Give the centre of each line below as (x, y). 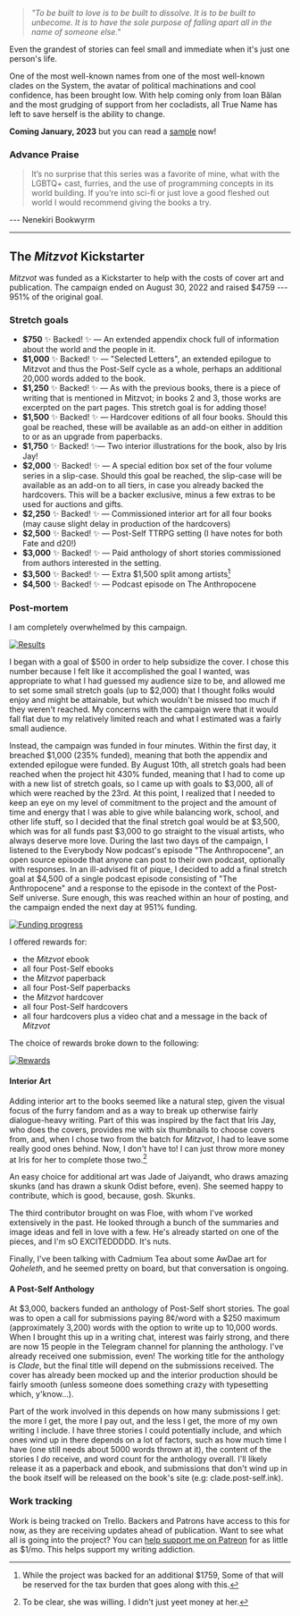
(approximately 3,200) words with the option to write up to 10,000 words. (144, 1328)
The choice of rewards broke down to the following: (104, 1043)
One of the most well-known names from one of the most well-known (137, 76)
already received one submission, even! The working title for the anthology (147, 1356)
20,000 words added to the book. (83, 378)
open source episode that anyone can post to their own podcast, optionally (147, 860)
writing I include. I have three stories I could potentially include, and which (146, 1431)
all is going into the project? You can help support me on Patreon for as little (149, 1540)
